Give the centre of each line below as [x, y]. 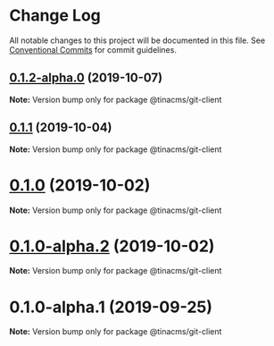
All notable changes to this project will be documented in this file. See [137, 40]
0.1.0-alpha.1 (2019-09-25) [111, 307]
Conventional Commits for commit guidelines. [93, 49]
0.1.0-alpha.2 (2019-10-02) [112, 246]
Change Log [55, 16]
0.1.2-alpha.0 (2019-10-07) [86, 78]
